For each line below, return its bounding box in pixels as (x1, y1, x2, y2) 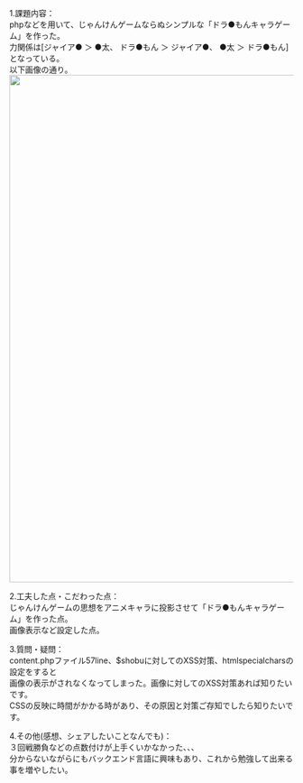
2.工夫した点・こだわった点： (9, 591, 120, 602)
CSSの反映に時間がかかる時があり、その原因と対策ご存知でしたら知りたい (9, 700, 286, 711)
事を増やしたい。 (9, 765, 73, 775)
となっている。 (9, 53, 65, 63)
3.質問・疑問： (9, 644, 65, 654)
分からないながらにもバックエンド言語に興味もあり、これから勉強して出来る (9, 753, 294, 764)
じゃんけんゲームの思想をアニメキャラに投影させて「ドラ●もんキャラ (9, 603, 270, 613)
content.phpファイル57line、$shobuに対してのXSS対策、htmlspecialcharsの (9, 655, 294, 666)
